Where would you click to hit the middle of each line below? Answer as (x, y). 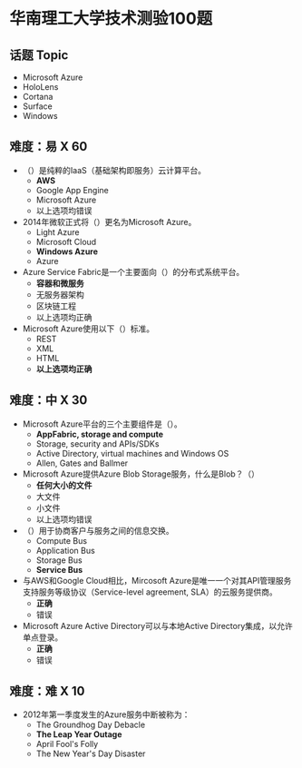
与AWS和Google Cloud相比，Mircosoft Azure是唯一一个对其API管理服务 (157, 580)
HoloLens (40, 87)
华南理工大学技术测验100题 (111, 19)
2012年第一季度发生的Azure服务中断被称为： (106, 714)
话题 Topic (39, 55)
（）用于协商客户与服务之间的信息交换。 (98, 530)
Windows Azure (67, 251)
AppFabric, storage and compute (99, 434)
